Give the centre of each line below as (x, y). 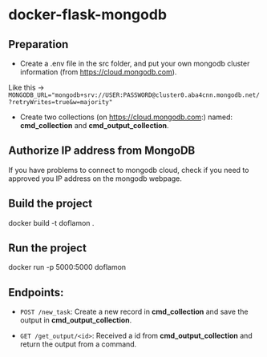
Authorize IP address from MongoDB (102, 151)
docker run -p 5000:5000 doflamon (67, 267)
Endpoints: (36, 293)
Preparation (38, 44)
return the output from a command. (78, 344)
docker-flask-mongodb (87, 15)
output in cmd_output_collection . (76, 320)
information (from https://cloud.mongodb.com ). (98, 72)
